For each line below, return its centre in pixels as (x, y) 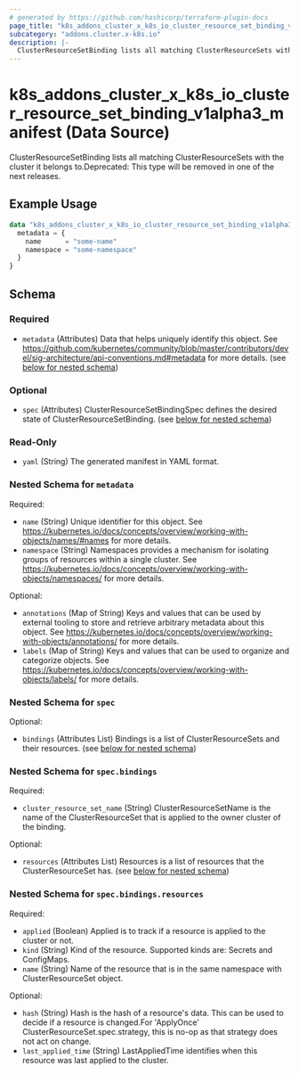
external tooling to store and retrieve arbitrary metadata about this (143, 622)
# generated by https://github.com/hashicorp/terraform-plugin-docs (139, 17)
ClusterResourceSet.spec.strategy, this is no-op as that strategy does (150, 1031)
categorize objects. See (65, 660)
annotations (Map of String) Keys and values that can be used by (141, 612)
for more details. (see (247, 357)
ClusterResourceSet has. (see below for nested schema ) (125, 871)
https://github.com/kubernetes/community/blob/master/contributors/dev (155, 348)
